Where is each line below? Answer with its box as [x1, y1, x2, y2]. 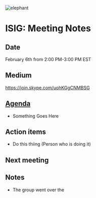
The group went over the [12, 186, 65, 193]
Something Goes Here [12, 112, 59, 119]
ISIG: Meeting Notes [5, 23, 91, 34]
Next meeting [5, 156, 49, 164]
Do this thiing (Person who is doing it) [12, 141, 91, 147]
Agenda [5, 99, 31, 108]
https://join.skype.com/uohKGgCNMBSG [5, 84, 90, 91]
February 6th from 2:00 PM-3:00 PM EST [5, 56, 91, 62]
